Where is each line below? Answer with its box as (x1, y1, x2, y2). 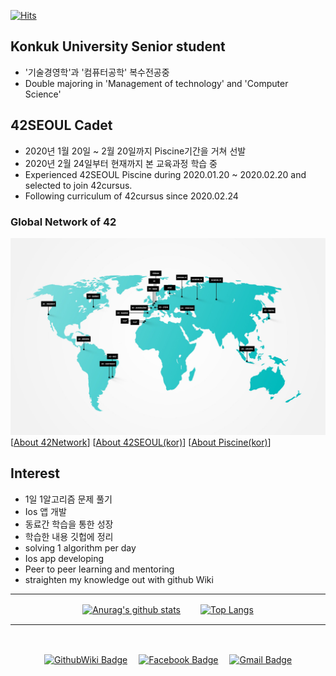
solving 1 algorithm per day (24, 541, 137, 554)
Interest (10, 465, 60, 482)
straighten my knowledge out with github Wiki (24, 573, 214, 585)
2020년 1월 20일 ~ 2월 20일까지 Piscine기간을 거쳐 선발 (24, 145, 247, 157)
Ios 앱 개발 (24, 505, 67, 517)
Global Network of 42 (10, 215, 117, 229)
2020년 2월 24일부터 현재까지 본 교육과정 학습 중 (24, 157, 218, 169)
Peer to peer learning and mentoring (24, 563, 175, 575)
